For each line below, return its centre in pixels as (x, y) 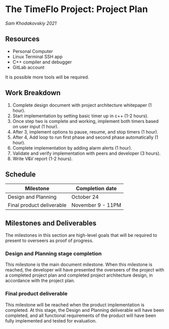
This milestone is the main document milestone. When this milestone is (79, 265)
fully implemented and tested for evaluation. (51, 320)
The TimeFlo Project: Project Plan (76, 9)
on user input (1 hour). (36, 126)
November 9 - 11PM (96, 205)
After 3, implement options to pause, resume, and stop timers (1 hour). (86, 131)
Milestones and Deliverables (51, 223)
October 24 (85, 197)
